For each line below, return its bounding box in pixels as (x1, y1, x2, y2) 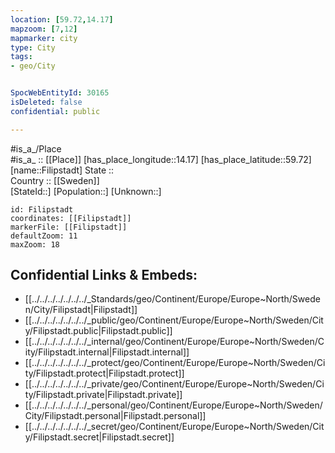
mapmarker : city (10, 33, 78, 43)
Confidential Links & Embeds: (10, 267, 198, 284)
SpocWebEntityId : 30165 (10, 88, 110, 98)
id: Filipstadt (10, 204, 74, 215)
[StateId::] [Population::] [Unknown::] (10, 185, 162, 197)
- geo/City (10, 61, 56, 71)
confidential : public (10, 106, 101, 116)
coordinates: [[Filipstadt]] (10, 213, 132, 223)
